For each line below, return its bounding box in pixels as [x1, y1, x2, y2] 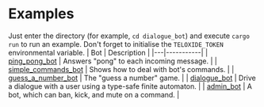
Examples [8, 5, 75, 23]
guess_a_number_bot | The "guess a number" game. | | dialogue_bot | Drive [8, 73, 256, 82]
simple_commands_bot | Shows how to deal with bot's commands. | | [8, 64, 235, 74]
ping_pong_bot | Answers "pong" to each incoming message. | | [8, 56, 218, 66]
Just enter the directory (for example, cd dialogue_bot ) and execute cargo [8, 31, 250, 40]
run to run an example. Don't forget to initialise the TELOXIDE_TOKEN [8, 39, 224, 48]
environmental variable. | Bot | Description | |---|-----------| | [8, 48, 209, 57]
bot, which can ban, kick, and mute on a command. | [8, 90, 180, 99]
